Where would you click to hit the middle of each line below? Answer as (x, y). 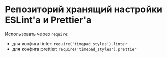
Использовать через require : (37, 34)
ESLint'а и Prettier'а (48, 20)
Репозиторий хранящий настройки (83, 9)
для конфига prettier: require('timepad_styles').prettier (74, 49)
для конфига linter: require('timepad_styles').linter (70, 43)
